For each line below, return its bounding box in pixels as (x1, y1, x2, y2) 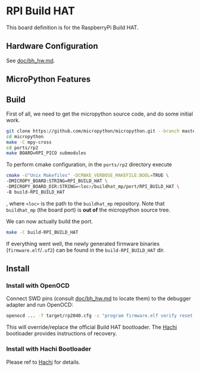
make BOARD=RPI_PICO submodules (6, 150, 86, 156)
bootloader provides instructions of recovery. (6, 330, 117, 337)
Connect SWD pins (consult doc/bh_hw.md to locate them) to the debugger (6, 295, 192, 302)
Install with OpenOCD (6, 282, 70, 290)
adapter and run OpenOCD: (6, 301, 73, 308)
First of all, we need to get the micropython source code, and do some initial (6, 110, 193, 117)
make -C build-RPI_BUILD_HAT (6, 229, 79, 235)
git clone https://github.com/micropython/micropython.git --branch (6, 128, 180, 134)
